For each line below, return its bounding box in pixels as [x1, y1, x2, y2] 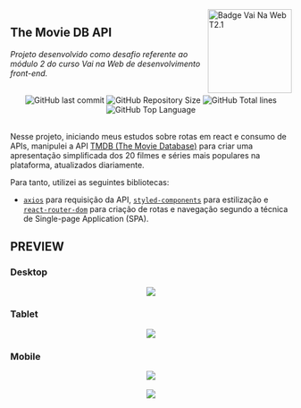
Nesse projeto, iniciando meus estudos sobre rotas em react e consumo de [10, 131, 287, 141]
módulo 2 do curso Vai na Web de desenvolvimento [10, 58, 201, 69]
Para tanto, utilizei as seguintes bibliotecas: [10, 176, 170, 187]
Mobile [10, 350, 41, 362]
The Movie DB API [10, 25, 113, 40]
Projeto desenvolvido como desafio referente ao [10, 48, 188, 59]
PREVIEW [10, 239, 65, 254]
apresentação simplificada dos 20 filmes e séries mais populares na [10, 149, 261, 160]
